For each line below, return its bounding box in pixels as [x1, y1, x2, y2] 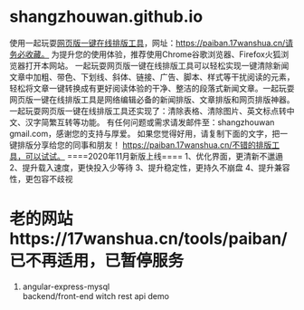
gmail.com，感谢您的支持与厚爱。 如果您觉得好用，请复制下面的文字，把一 [9, 128, 289, 139]
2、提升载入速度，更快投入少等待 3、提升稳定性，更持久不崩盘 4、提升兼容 [9, 161, 291, 173]
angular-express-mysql [22, 281, 110, 292]
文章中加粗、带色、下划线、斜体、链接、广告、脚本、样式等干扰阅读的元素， [9, 71, 295, 82]
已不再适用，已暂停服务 [9, 251, 185, 271]
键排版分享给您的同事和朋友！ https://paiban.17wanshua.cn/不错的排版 [9, 139, 272, 150]
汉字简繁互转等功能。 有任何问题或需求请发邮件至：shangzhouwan [24, 116, 275, 128]
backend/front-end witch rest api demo [22, 290, 170, 301]
